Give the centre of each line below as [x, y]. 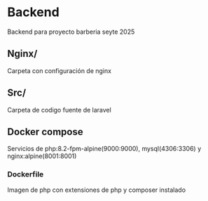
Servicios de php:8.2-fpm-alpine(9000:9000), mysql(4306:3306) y [104, 149]
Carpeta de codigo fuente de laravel [60, 110]
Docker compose [45, 132]
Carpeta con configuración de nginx [60, 70]
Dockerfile [26, 174]
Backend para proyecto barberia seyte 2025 [71, 32]
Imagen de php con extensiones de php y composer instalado [97, 190]
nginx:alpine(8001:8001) [42, 156]
